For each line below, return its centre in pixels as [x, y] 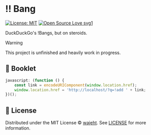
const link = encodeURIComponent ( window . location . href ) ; [76, 85]
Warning [14, 43]
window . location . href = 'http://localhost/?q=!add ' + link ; [80, 90]
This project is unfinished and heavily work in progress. [63, 52]
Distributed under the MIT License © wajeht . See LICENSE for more [76, 123]
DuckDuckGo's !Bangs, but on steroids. [46, 33]
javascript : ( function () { [35, 80]
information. [18, 128]
